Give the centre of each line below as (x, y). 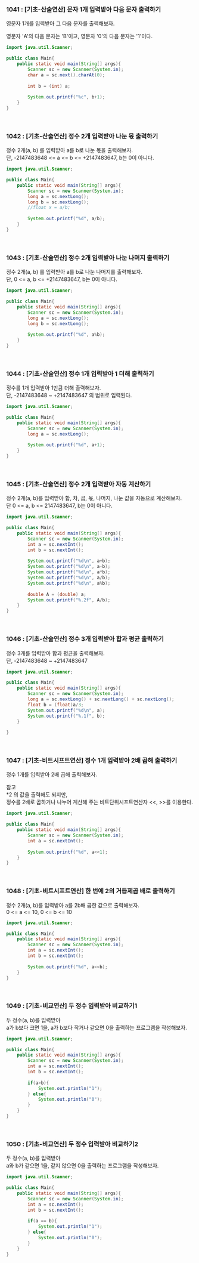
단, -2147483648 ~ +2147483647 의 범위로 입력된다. (69, 396)
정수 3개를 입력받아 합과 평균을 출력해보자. (56, 653)
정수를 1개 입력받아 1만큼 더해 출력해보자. (54, 388)
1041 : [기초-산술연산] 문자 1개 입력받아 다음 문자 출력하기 (84, 9)
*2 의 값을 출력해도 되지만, (37, 795)
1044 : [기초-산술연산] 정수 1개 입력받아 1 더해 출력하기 (80, 373)
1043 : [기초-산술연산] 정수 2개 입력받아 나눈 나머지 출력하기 (88, 258)
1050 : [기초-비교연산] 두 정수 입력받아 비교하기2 (72, 1144)
